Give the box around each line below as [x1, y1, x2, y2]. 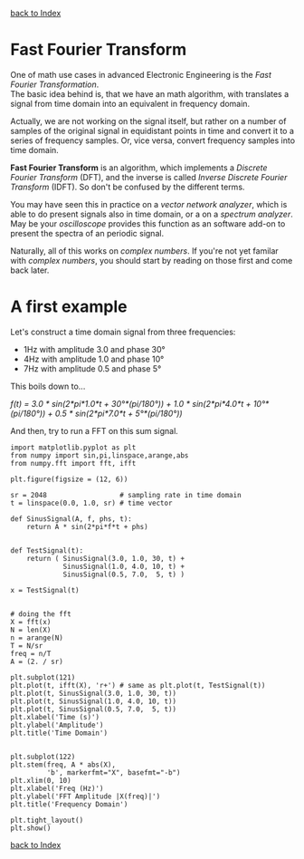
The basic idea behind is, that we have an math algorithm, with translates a [10, 88, 290, 99]
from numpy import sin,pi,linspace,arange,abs [10, 450, 189, 460]
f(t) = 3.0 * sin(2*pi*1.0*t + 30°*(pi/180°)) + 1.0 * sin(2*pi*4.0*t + [10, 398, 252, 409]
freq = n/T [10, 649, 52, 658]
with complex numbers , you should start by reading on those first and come [10, 255, 293, 265]
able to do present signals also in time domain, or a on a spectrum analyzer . [10, 208, 293, 219]
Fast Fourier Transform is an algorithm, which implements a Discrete [10, 162, 268, 173]
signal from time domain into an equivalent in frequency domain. [10, 98, 251, 109]
